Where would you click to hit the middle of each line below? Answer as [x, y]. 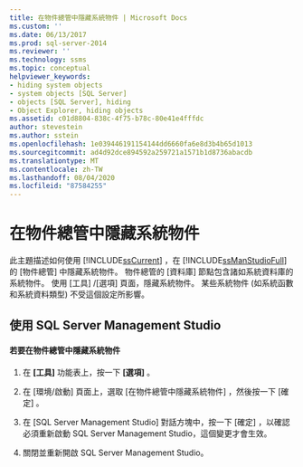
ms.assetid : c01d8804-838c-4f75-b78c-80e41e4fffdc [107, 119]
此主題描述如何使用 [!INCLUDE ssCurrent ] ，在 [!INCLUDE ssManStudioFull [147, 261]
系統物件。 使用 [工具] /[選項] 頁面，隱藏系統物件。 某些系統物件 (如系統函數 [151, 283]
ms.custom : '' [36, 26]
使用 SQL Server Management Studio [115, 325]
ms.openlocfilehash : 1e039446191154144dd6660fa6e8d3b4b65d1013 [131, 144]
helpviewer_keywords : [50, 77]
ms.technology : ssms [48, 60]
